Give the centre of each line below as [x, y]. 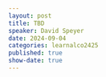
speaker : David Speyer [46, 30]
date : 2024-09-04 [37, 38]
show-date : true [35, 61]
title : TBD [26, 23]
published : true [35, 53]
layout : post [30, 16]
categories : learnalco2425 [53, 46]
